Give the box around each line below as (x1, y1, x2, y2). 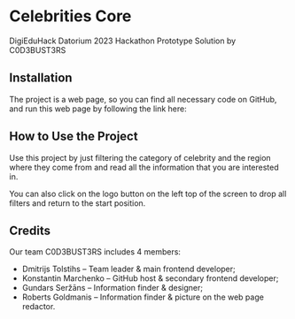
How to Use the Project (9, 129, 139, 144)
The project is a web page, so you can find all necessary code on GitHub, (9, 94, 277, 104)
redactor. (21, 301, 56, 312)
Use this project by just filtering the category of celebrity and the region (9, 152, 272, 163)
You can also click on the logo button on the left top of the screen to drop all (9, 188, 287, 199)
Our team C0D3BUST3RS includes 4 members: (9, 247, 182, 257)
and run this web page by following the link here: (9, 103, 188, 114)
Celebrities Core (9, 6, 132, 27)
